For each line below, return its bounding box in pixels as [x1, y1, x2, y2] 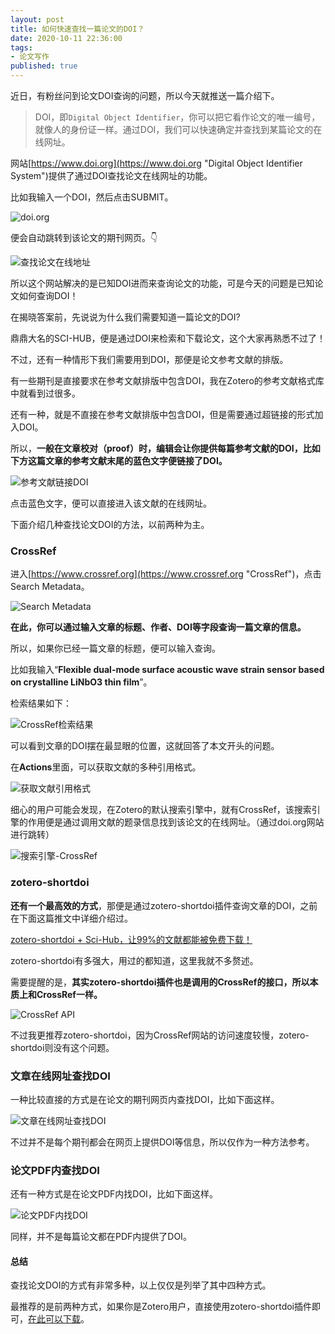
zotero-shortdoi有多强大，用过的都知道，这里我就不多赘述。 [10, 954, 259, 966]
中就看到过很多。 [10, 387, 81, 399]
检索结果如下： [10, 697, 72, 710]
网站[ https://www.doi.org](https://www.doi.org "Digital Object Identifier [10, 157, 303, 169]
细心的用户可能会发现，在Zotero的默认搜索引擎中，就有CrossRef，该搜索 [10, 804, 312, 816]
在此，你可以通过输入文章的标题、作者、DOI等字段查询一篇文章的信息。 [10, 621, 307, 633]
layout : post [10, 14, 65, 25]
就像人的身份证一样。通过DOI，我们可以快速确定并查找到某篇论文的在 [34, 124, 323, 135]
